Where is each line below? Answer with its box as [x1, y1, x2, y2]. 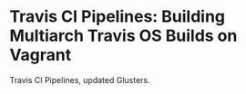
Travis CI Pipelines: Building [9, 6, 226, 27]
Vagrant [9, 45, 72, 65]
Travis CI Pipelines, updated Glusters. [9, 74, 150, 85]
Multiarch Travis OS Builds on [9, 25, 238, 46]
